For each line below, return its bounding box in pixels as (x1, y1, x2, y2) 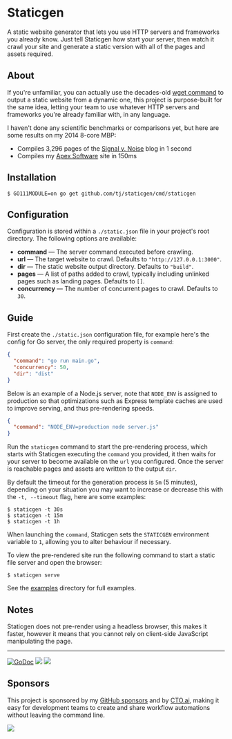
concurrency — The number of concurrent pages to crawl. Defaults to (17, 285, 218, 293)
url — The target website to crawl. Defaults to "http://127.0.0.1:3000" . (17, 255, 222, 263)
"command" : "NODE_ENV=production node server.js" (13, 424, 159, 431)
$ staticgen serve (7, 572, 60, 579)
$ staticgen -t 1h (7, 518, 60, 525)
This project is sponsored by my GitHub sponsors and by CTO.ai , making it (7, 696, 220, 704)
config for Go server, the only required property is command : (7, 337, 174, 346)
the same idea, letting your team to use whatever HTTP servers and (7, 102, 200, 111)
